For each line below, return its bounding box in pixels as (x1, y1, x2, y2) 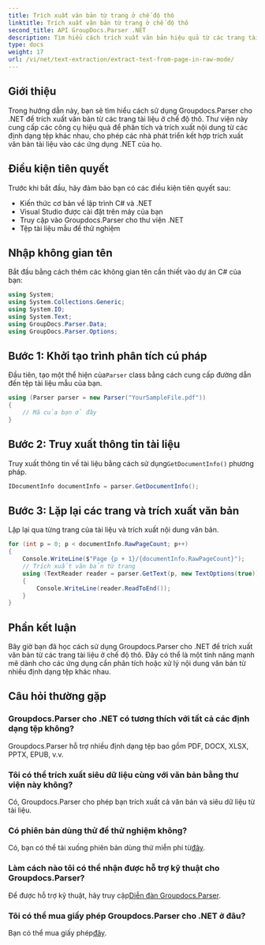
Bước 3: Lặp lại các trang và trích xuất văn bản (8, 504, 240, 517)
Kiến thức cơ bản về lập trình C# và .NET (19, 198, 152, 207)
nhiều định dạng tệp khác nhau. (8, 667, 112, 677)
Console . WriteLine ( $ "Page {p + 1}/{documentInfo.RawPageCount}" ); (22, 555, 245, 563)
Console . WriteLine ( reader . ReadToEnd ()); (36, 585, 171, 592)
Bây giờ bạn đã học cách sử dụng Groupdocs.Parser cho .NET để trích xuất (8, 642, 253, 652)
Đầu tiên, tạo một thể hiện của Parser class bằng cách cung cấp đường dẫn (8, 370, 252, 379)
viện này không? (8, 779, 73, 790)
